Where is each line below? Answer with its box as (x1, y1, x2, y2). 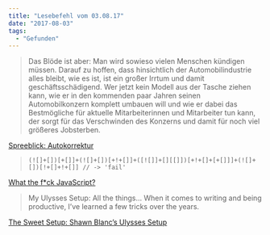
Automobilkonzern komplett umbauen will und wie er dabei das (27, 99, 238, 109)
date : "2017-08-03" (8, 19, 74, 27)
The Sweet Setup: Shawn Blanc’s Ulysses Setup (8, 217, 168, 227)
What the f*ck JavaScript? (8, 178, 96, 187)
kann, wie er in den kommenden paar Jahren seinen (27, 90, 201, 101)
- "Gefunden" (15, 34, 60, 43)
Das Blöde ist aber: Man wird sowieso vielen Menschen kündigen (27, 57, 245, 66)
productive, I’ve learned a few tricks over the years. (27, 202, 200, 212)
